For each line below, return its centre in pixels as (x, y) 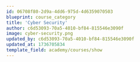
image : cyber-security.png (40, 34)
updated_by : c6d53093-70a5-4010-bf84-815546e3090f (70, 39)
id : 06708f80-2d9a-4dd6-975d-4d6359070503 (60, 12)
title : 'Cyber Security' (37, 22)
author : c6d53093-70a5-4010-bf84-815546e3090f (65, 28)
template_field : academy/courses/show (54, 50)
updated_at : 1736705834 (36, 45)
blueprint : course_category (41, 17)
